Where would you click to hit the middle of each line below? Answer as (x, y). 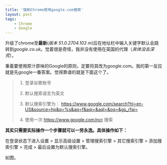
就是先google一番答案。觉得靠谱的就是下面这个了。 (58, 72)
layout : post (19, 14)
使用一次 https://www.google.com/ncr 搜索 (69, 120)
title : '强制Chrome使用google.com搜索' (44, 10)
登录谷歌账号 (38, 83)
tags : (11, 19)
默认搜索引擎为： (42, 104)
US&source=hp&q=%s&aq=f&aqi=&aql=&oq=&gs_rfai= (81, 109)
